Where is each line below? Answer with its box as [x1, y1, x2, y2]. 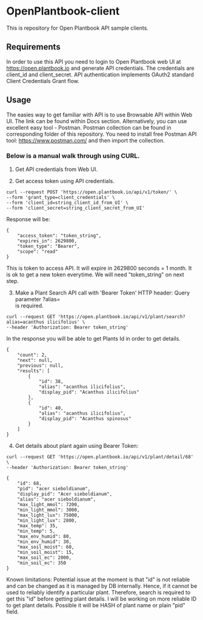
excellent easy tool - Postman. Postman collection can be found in [6, 124, 171, 131]
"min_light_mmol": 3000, [17, 507, 80, 513]
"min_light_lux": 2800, [17, 517, 78, 524]
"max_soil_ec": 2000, [17, 555, 72, 561]
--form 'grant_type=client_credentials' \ [6, 194, 115, 201]
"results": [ [17, 368, 50, 374]
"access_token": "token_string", [17, 232, 102, 239]
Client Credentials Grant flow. [6, 77, 80, 84]
